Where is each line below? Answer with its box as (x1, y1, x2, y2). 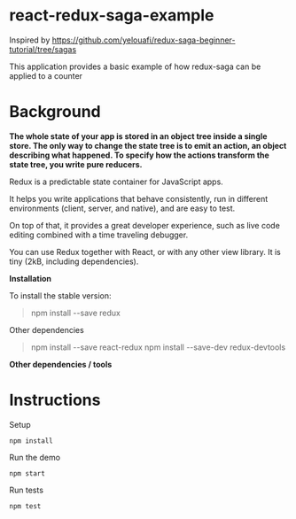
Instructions (9, 391, 101, 410)
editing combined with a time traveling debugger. (9, 229, 189, 240)
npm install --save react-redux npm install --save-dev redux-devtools (30, 342, 286, 352)
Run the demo (9, 452, 60, 462)
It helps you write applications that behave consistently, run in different (9, 193, 269, 204)
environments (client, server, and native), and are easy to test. (9, 203, 236, 213)
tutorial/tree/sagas (9, 43, 77, 54)
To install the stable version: (9, 290, 112, 301)
